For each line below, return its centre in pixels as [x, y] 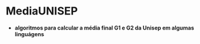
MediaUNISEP [42, 11]
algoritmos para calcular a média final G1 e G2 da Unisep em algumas [104, 28]
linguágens [29, 34]
